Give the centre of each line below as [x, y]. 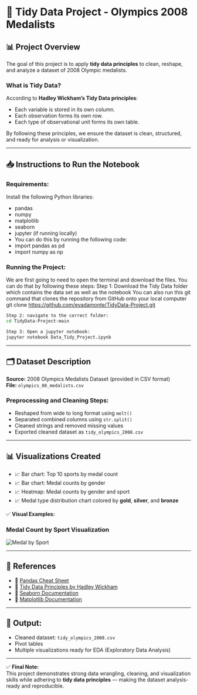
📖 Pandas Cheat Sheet [42, 580]
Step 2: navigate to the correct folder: [57, 316]
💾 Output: [24, 623]
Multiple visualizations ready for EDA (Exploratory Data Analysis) [93, 650]
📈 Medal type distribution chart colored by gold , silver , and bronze [96, 500]
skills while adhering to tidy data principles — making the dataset [86, 679]
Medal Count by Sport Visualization [58, 529]
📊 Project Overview [43, 47]
